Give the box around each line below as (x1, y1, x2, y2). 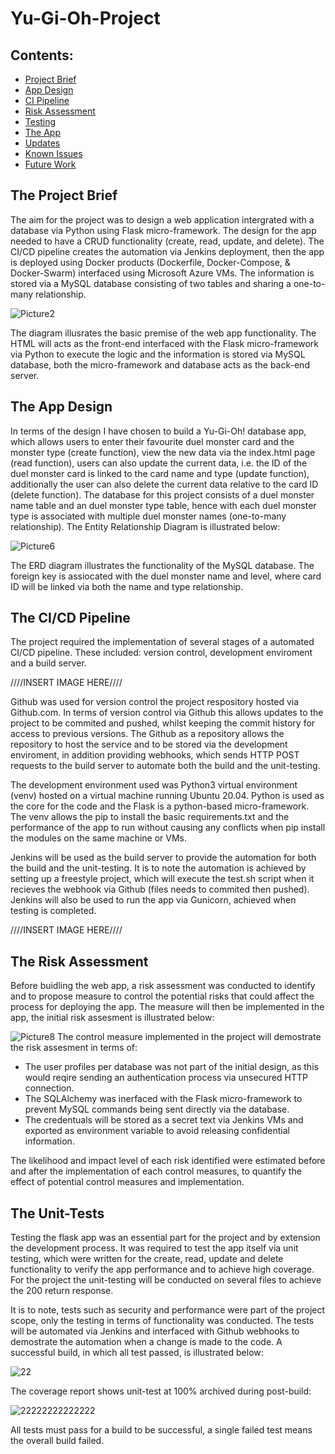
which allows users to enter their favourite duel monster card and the (10, 435, 295, 447)
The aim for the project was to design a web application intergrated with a (10, 213, 315, 226)
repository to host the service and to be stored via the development (10, 738, 288, 751)
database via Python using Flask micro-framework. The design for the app (10, 224, 317, 236)
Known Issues (24, 148, 83, 159)
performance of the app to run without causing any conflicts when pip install (10, 822, 326, 834)
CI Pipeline (24, 95, 70, 106)
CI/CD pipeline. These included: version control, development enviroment (10, 647, 313, 659)
